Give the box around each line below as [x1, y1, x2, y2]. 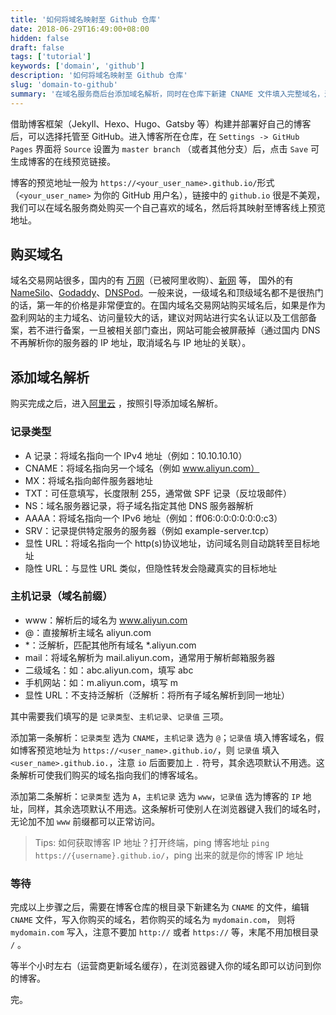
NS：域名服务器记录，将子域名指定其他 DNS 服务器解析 [24, 499, 254, 511]
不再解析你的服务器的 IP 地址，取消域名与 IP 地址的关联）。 [10, 337, 252, 349]
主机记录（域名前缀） [10, 589, 113, 603]
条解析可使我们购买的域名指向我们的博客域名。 [10, 769, 203, 781]
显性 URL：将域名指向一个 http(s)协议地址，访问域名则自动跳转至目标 [24, 537, 312, 549]
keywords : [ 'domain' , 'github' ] [10, 61, 145, 71]
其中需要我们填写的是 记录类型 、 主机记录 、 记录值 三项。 [10, 710, 229, 722]
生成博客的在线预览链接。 [10, 155, 116, 167]
